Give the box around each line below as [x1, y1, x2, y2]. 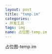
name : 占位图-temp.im [5, 30, 47, 35]
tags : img [5, 25, 26, 30]
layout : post [5, 7, 32, 12]
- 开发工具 [5, 20, 25, 26]
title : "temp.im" [5, 12, 41, 17]
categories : [5, 16, 29, 21]
